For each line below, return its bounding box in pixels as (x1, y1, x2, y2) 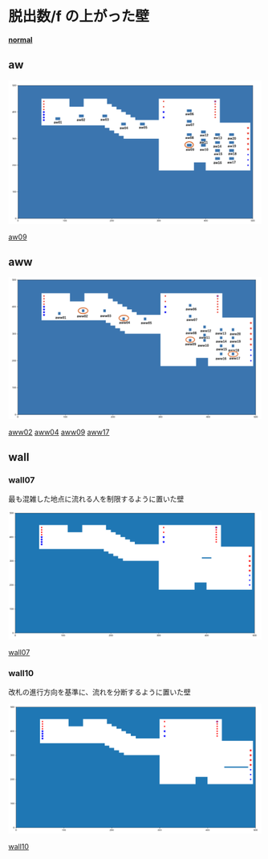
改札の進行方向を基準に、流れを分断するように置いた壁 (8, 687, 191, 697)
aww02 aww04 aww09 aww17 (8, 427, 110, 437)
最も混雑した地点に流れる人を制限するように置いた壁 (8, 494, 185, 503)
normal (8, 35, 33, 44)
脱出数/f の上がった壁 (8, 7, 150, 26)
